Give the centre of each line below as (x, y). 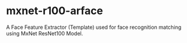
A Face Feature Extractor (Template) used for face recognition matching (94, 27)
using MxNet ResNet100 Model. (45, 33)
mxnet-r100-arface (55, 11)
